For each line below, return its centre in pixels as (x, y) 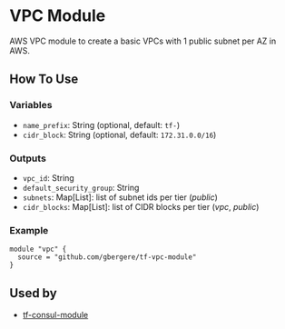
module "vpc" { (38, 249)
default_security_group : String (81, 187)
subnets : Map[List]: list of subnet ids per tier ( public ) (120, 197)
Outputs (28, 158)
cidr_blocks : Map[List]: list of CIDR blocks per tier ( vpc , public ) (141, 206)
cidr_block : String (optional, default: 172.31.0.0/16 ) (119, 135)
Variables (31, 105)
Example (29, 230)
